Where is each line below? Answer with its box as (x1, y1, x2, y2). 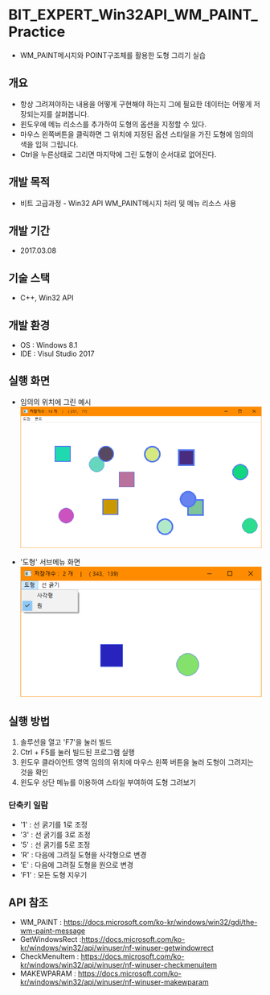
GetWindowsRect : (19, 935, 82, 944)
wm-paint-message (19, 926, 86, 935)
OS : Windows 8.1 (19, 341, 78, 349)
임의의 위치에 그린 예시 (19, 397, 92, 407)
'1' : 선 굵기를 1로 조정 (19, 820, 88, 829)
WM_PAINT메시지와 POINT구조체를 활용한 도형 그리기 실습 (19, 50, 207, 60)
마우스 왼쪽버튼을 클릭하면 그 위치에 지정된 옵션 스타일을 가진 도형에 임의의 (19, 129, 255, 138)
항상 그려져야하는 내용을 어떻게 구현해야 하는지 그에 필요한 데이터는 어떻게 (19, 99, 252, 109)
